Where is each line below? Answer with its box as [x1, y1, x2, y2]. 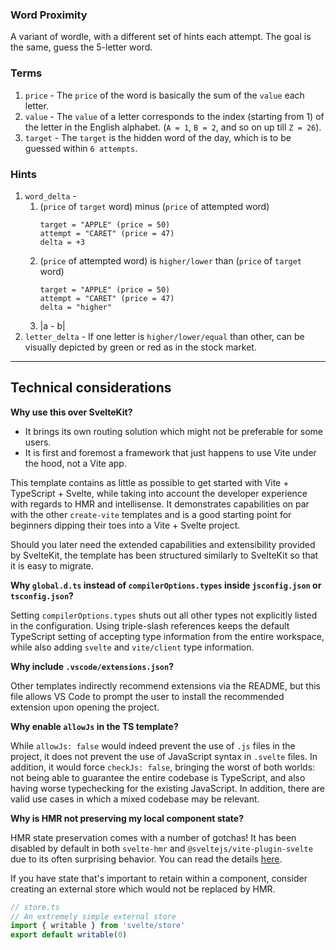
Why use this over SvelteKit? [10, 406, 133, 418]
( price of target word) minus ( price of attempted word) [39, 200, 270, 212]
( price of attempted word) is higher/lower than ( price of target [39, 254, 303, 267]
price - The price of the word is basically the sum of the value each [24, 89, 305, 101]
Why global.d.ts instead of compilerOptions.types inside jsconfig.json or [10, 579, 322, 591]
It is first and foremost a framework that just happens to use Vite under [24, 446, 317, 458]
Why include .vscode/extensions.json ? [10, 660, 174, 672]
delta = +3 [39, 237, 86, 247]
